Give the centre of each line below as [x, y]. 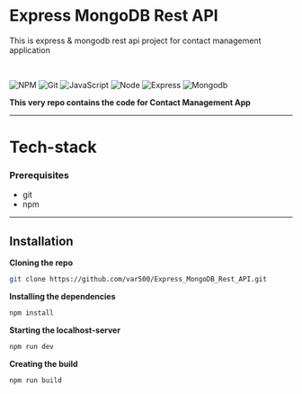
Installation [41, 241]
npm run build [36, 380]
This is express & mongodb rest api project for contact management [135, 40]
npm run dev [31, 346]
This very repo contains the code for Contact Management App [130, 102]
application [30, 49]
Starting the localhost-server [65, 330]
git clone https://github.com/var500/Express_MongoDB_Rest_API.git [138, 280]
